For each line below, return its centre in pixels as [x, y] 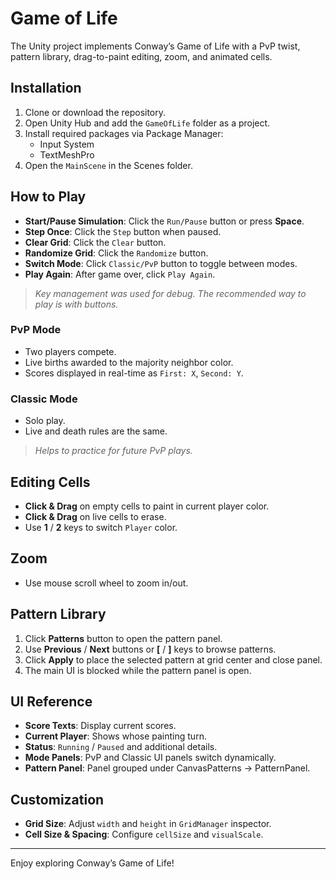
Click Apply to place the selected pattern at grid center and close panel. [173, 659]
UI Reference [51, 701]
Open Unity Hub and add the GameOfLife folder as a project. [147, 123]
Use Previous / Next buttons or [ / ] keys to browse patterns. [150, 649]
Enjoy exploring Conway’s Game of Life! [92, 863]
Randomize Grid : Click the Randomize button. [116, 253]
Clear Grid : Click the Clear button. [95, 242]
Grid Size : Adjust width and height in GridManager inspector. [148, 824]
